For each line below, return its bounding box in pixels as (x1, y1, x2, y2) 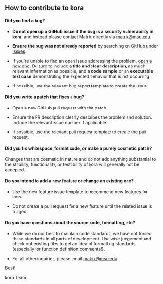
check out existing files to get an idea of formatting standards (12, 241, 136, 247)
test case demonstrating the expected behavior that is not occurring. (12, 73, 151, 79)
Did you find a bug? (5, 17, 45, 23)
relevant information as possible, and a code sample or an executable (12, 68, 153, 74)
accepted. (5, 167, 25, 173)
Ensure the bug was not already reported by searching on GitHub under (12, 43, 158, 49)
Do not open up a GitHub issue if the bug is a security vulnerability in (12, 28, 154, 34)
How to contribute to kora (5, 4, 84, 12)
